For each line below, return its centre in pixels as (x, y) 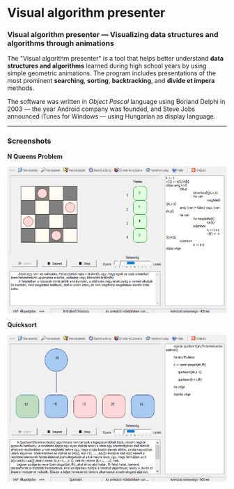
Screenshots (29, 141)
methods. (21, 88)
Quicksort (22, 324)
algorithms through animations (61, 43)
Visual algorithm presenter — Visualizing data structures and (113, 35)
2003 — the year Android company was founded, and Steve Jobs (101, 109)
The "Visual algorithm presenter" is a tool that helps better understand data (116, 59)
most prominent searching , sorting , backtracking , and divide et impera (111, 81)
